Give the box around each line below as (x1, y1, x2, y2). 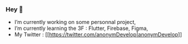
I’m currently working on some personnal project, (14, 19, 136, 26)
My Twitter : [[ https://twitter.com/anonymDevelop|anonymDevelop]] (14, 31, 182, 38)
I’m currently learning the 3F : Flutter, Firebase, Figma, (14, 25, 148, 32)
